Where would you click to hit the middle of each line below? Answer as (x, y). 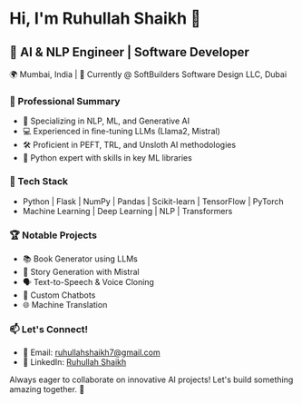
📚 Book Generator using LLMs (80, 259)
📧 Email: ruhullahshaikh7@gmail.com (91, 352)
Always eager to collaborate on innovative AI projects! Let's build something (151, 379)
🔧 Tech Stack (39, 182)
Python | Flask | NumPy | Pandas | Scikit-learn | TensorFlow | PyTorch (153, 201)
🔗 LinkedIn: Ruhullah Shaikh (74, 362)
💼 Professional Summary (65, 101)
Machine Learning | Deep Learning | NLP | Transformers (127, 211)
